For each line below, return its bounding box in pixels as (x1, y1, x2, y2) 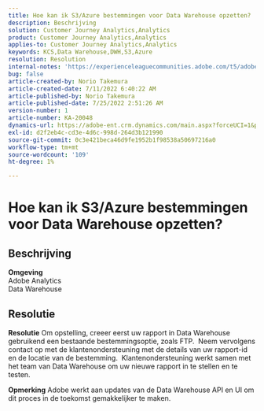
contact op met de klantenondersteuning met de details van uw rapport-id (8, 344, 248, 354)
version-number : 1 (8, 107, 68, 115)
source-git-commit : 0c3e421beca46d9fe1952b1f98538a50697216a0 (8, 135, 216, 144)
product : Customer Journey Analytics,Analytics (8, 33, 167, 42)
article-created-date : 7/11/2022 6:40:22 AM (8, 84, 156, 93)
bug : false (8, 70, 44, 78)
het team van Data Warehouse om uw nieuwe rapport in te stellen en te (8, 361, 238, 371)
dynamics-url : (8, 121, 55, 129)
